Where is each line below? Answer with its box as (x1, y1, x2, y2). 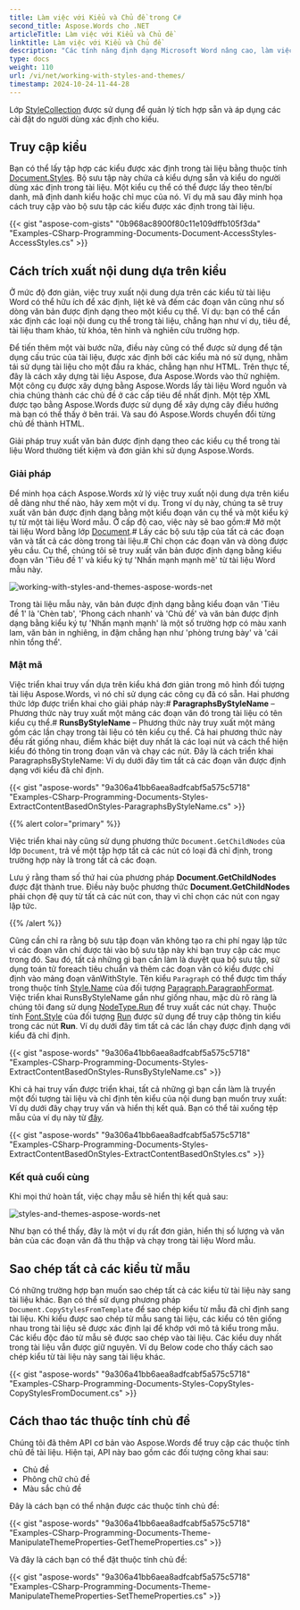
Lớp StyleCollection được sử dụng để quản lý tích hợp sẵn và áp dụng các (9, 104, 281, 114)
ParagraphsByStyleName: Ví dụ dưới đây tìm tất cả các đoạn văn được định (9, 754, 287, 765)
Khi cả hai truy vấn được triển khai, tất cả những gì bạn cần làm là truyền (9, 1083, 276, 1094)
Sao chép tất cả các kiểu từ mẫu (9, 1261, 190, 1277)
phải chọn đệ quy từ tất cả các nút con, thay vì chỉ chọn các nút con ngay (9, 890, 280, 901)
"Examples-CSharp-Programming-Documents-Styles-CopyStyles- (9, 1378, 254, 1388)
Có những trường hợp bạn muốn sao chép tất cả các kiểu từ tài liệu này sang (9, 1285, 291, 1295)
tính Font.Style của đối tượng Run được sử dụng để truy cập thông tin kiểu (9, 1011, 281, 1022)
